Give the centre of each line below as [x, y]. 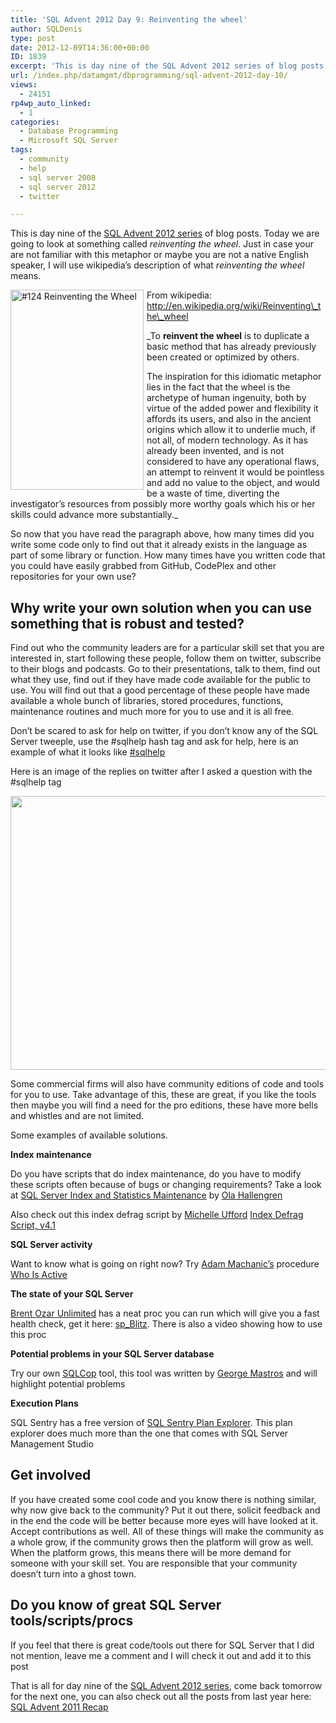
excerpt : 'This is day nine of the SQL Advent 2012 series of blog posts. [169, 66]
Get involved [51, 1475]
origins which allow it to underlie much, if [231, 430]
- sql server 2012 [58, 187]
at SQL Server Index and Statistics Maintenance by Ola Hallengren [146, 1195]
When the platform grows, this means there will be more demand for [151, 1552]
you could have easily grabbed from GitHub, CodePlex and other [143, 566]
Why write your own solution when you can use [161, 607]
